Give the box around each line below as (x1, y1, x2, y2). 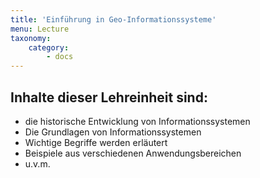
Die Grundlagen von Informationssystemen (24, 126, 202, 138)
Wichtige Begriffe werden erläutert (24, 136, 168, 148)
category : (28, 42, 70, 53)
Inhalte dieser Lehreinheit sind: (10, 89, 208, 106)
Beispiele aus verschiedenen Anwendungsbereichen (24, 147, 242, 159)
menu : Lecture (10, 24, 70, 34)
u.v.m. (24, 157, 51, 170)
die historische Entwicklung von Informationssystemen (24, 115, 251, 127)
